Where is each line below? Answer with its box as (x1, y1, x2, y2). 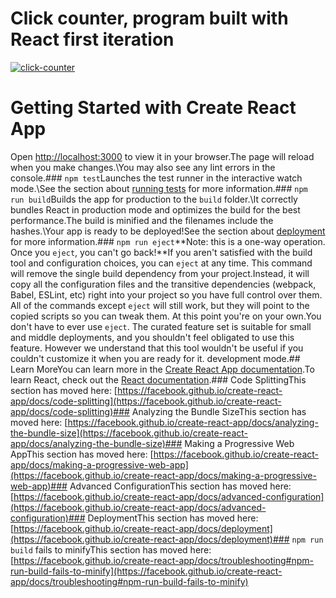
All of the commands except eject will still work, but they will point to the (10, 299, 310, 311)
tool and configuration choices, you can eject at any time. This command (10, 257, 313, 269)
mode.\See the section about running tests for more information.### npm (10, 182, 308, 194)
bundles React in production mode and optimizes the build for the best (10, 203, 301, 216)
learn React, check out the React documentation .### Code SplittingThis (10, 373, 307, 386)
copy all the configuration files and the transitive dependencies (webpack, (10, 278, 317, 290)
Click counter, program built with (10, 7, 289, 30)
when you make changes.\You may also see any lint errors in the (10, 161, 276, 173)
